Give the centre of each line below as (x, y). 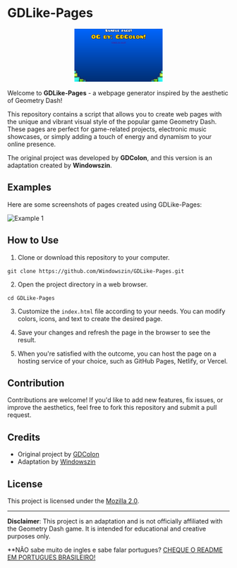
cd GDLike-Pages (31, 298)
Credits (24, 437)
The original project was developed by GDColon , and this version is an (110, 157)
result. (27, 339)
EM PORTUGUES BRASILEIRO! (51, 557)
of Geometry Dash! (35, 100)
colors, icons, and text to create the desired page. (90, 318)
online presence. (32, 144)
